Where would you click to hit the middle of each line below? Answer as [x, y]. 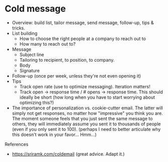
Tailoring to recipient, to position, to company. [67, 60]
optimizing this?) [37, 102]
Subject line [32, 54]
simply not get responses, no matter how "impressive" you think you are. [87, 113]
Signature [29, 70]
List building [25, 33]
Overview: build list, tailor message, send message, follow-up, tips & [83, 23]
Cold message [35, 9]
